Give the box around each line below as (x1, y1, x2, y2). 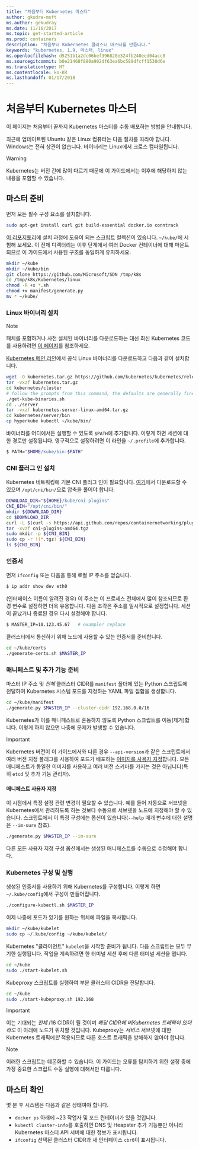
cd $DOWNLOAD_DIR (6, 514, 49, 520)
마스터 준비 (6, 193, 44, 203)
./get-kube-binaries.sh (6, 396, 65, 402)
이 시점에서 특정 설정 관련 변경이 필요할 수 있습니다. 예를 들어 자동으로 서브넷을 (6, 799, 188, 807)
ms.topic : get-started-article (6, 31, 84, 37)
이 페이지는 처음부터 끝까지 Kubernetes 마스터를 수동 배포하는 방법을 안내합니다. (6, 123, 192, 131)
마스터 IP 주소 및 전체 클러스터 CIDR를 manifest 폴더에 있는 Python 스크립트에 (6, 680, 188, 688)
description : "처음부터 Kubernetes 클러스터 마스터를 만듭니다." (6, 42, 151, 48)
